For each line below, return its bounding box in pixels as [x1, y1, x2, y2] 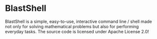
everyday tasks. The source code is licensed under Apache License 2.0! [5, 29, 149, 34]
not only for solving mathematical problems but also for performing [5, 23, 139, 29]
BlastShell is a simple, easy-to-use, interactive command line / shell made [5, 19, 152, 24]
